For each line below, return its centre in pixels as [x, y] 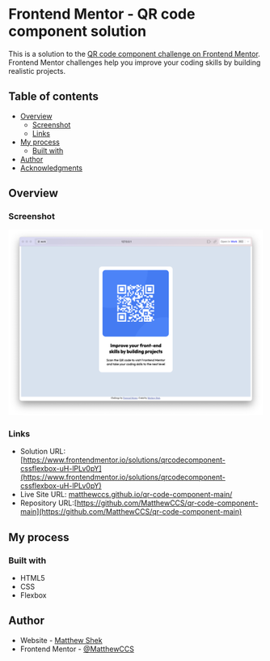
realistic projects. [37, 71]
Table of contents [53, 97]
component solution [78, 31]
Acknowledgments [51, 168]
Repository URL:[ [49, 503]
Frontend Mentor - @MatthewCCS [77, 649]
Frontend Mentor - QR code [102, 14]
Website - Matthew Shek [61, 640]
